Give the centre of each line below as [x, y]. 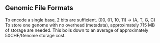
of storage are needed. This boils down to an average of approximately [77, 30]
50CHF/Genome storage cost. [36, 35]
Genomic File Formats [39, 8]
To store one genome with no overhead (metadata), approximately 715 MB [80, 25]
